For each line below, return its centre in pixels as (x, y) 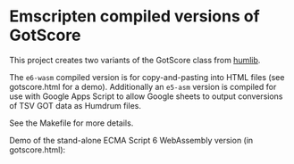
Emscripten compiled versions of (135, 16)
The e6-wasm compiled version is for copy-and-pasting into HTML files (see (147, 77)
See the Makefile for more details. (71, 123)
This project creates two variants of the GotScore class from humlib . (135, 60)
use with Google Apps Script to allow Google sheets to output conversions (146, 96)
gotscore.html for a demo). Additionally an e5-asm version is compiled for (143, 86)
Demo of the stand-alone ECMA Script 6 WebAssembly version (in (131, 140)
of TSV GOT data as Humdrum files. (75, 105)
